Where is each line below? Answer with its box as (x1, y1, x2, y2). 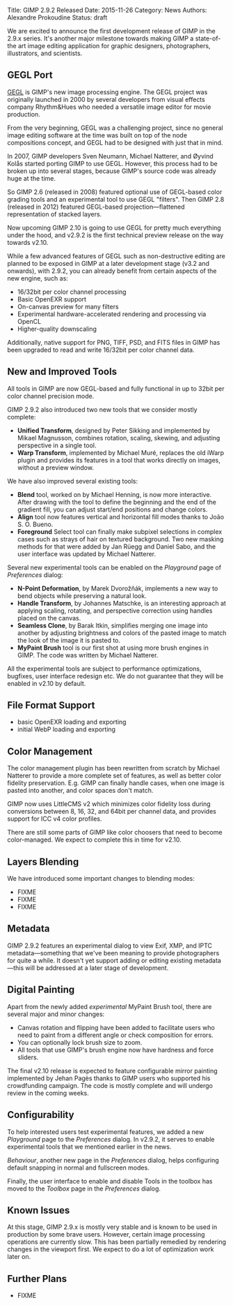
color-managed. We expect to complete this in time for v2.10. (7, 835, 182, 844)
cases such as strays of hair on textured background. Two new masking (17, 535, 224, 543)
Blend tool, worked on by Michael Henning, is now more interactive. (17, 490, 212, 498)
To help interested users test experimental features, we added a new (7, 1127, 204, 1136)
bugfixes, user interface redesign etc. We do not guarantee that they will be (7, 671, 224, 680)
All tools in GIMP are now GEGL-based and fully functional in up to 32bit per (7, 384, 225, 393)
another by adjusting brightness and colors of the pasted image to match (17, 628, 227, 637)
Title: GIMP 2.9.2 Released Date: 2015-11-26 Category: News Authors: (7, 6, 207, 14)
